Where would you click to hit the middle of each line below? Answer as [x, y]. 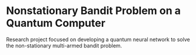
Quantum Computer [56, 23]
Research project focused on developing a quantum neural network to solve [98, 39]
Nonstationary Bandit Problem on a [94, 11]
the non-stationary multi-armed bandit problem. [64, 46]
